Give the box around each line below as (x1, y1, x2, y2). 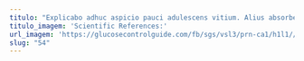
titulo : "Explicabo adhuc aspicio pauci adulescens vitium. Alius (9, 13, 265, 22)
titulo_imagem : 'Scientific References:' (9, 22, 168, 30)
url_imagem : (9, 30, 54, 39)
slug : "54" (9, 38, 51, 48)
